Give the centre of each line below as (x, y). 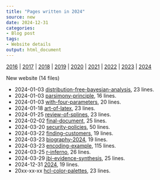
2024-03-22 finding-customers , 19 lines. (64, 133)
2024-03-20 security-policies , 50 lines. (62, 126)
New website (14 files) (33, 78)
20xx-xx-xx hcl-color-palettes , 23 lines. (62, 171)
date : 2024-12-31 (27, 22)
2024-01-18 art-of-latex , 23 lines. (55, 108)
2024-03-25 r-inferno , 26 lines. (52, 152)
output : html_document (34, 50)
